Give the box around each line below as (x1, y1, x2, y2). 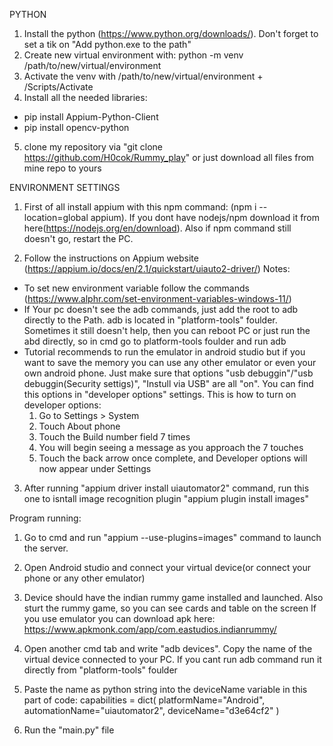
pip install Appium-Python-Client (23, 111, 159, 123)
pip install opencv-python (23, 122, 130, 133)
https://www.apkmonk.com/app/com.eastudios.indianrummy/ (23, 624, 277, 635)
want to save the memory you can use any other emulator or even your (23, 357, 317, 368)
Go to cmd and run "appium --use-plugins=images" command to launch (23, 532, 322, 543)
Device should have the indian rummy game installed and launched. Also (23, 592, 324, 603)
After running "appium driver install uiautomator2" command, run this (23, 482, 310, 494)
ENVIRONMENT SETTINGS (9, 182, 121, 193)
